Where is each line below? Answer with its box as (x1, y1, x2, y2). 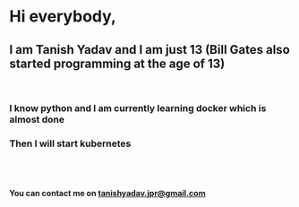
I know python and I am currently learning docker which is (9, 101, 267, 114)
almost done (9, 113, 65, 125)
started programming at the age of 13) (9, 56, 226, 71)
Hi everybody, (9, 6, 116, 27)
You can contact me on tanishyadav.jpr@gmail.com (9, 187, 206, 198)
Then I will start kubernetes (9, 137, 132, 150)
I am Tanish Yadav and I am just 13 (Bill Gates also (9, 42, 291, 57)
